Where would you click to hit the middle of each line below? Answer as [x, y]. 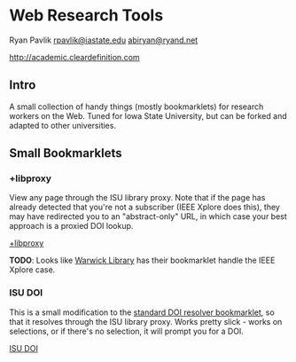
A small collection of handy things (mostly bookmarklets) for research [136, 106]
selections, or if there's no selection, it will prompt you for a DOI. [126, 331]
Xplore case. [32, 270]
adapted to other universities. [63, 125]
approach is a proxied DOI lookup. [71, 226]
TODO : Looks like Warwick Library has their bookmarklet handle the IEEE [142, 260]
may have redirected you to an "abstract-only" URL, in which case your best [148, 216]
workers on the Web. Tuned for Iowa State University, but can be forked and [148, 115]
